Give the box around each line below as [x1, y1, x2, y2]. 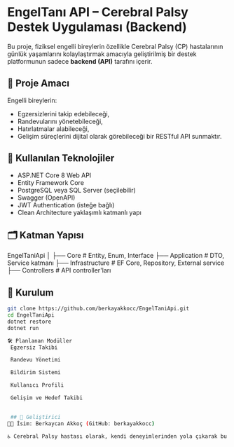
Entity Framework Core [17, 178, 84, 186]
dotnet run [7, 324, 39, 331]
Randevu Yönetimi [10, 357, 61, 364]
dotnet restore [7, 318, 52, 325]
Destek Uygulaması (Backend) [7, 19, 187, 35]
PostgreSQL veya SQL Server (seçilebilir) [17, 186, 137, 194]
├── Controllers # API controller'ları [7, 266, 111, 275]
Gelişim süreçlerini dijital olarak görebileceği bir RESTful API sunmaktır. [17, 132, 222, 140]
